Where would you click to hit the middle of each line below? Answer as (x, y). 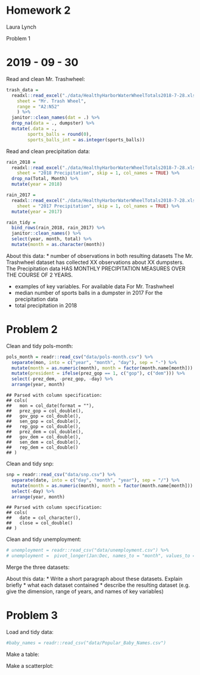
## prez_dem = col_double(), (45, 432)
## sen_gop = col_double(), (44, 422)
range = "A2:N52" (38, 107)
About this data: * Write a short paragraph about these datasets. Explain (94, 579)
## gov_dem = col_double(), (44, 437)
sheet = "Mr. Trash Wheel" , (51, 101)
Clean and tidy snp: (30, 464)
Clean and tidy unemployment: (44, 539)
